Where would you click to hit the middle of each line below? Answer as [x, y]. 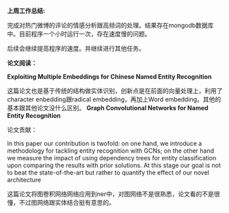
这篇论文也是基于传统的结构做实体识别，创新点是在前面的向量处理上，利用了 [115, 91]
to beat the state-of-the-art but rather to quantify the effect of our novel [108, 173]
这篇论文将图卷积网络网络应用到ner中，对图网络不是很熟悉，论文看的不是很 [113, 194]
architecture [24, 180]
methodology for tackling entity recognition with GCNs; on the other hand [111, 151]
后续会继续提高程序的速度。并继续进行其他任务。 [76, 48]
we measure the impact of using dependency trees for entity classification [112, 158]
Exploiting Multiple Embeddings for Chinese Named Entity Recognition [109, 77]
